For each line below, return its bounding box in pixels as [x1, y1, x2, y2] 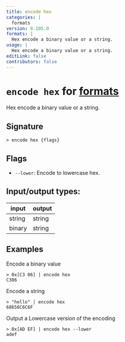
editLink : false [6, 53, 46, 59]
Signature [6, 121, 43, 131]
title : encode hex [6, 8, 52, 15]
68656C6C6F [6, 304, 33, 310]
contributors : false [6, 58, 58, 64]
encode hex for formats [6, 84, 119, 98]
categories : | [6, 14, 42, 20]
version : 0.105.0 [6, 25, 49, 32]
